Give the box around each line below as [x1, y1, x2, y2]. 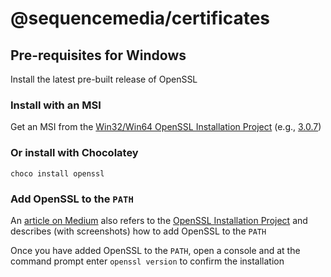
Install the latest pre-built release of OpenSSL [10, 73, 198, 85]
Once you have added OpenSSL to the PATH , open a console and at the [10, 244, 301, 256]
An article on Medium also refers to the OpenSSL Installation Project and [10, 214, 308, 226]
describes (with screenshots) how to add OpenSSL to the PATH [10, 225, 267, 237]
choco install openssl [10, 168, 105, 179]
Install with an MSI [10, 98, 102, 112]
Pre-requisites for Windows [10, 47, 187, 64]
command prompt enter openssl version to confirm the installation [10, 255, 285, 267]
